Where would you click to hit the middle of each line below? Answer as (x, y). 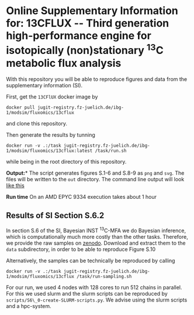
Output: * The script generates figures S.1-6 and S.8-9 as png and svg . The (95, 173)
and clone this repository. (37, 124)
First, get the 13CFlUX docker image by (52, 97)
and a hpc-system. (29, 306)
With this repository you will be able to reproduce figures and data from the (97, 79)
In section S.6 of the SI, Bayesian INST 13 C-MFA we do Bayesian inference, (96, 230)
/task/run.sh (111, 151)
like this (15, 185)
